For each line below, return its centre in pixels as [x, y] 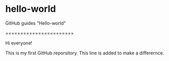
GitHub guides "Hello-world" [36, 23]
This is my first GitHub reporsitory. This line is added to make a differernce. [85, 53]
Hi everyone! [19, 43]
